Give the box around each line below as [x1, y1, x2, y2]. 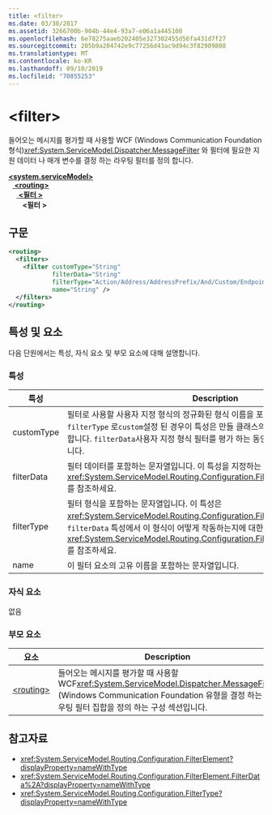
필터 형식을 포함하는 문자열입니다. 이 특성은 [67, 498, 223, 509]
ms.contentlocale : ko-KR [8, 58, 92, 66]
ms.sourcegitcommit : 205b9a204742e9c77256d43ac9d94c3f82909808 [8, 42, 227, 50]
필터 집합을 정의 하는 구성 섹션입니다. [74, 702, 208, 714]
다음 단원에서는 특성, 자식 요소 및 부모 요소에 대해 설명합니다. [8, 348, 201, 358]
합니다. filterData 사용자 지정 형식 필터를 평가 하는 [67, 433, 251, 444]
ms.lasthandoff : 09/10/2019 [8, 65, 104, 73]
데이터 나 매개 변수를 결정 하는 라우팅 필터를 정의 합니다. [16, 155, 194, 165]
